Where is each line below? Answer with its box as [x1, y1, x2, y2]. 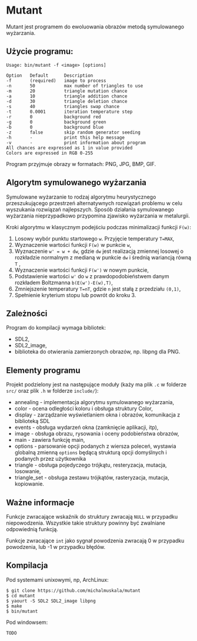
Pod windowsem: [6, 619, 48, 626]
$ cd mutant [6, 593, 35, 598]
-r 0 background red [6, 113, 101, 120]
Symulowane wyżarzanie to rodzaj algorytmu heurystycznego [6, 193, 156, 200]
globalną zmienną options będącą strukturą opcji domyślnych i [14, 449, 168, 456]
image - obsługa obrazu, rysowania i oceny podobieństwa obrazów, [14, 430, 179, 437]
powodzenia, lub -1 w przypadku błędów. [6, 544, 106, 550]
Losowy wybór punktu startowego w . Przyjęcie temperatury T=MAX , [14, 235, 175, 242]
